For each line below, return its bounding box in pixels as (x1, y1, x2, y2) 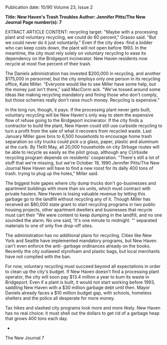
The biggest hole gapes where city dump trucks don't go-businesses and (5, 180, 156, 186)
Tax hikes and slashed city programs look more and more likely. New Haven (5, 305, 161, 310)
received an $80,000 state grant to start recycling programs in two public (5, 201, 156, 207)
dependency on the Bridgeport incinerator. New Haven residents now (5, 55, 148, 61)
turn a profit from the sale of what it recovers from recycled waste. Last (5, 128, 152, 134)
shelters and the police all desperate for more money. (5, 295, 115, 301)
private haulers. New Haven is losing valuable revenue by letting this (5, 191, 146, 196)
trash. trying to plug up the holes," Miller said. (5, 170, 99, 176)
